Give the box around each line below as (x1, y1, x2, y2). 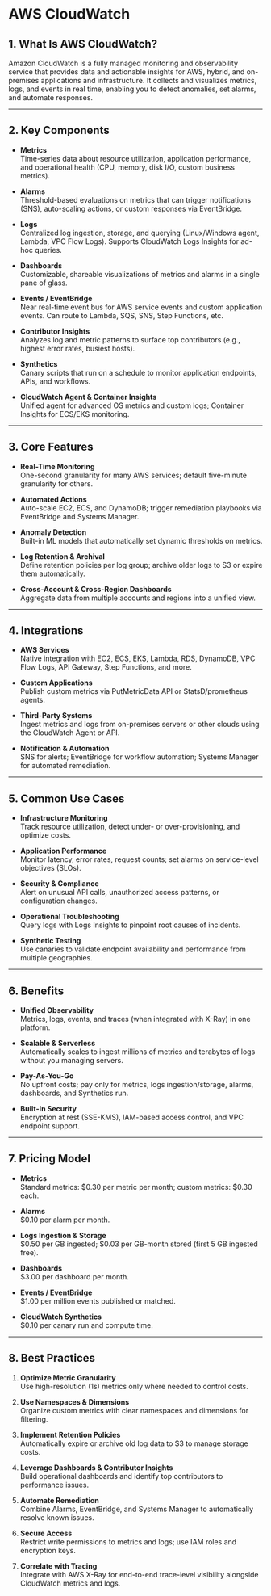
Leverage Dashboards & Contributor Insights (19, 1463, 173, 1472)
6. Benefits (8, 984, 65, 997)
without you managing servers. (19, 1056, 123, 1065)
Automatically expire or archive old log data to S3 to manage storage (19, 1438, 248, 1448)
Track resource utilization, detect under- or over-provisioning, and (19, 821, 240, 832)
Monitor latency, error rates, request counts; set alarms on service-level (19, 855, 260, 864)
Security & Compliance (19, 879, 99, 888)
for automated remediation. (19, 761, 111, 771)
